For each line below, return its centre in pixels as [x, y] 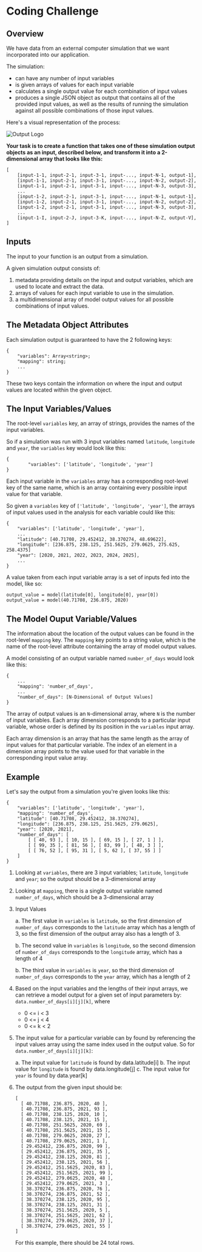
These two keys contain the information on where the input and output [94, 383]
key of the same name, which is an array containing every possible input [97, 488]
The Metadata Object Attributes [68, 325]
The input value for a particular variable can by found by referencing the [105, 1038]
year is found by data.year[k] [51, 1076]
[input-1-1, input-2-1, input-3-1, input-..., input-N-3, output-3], [107, 186]
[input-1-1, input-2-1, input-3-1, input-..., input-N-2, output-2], [107, 181]
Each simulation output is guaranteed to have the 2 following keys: [89, 339]
